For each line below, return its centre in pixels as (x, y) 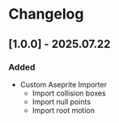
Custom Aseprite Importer (64, 84)
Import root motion (64, 110)
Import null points (62, 101)
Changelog (46, 14)
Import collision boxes (69, 93)
